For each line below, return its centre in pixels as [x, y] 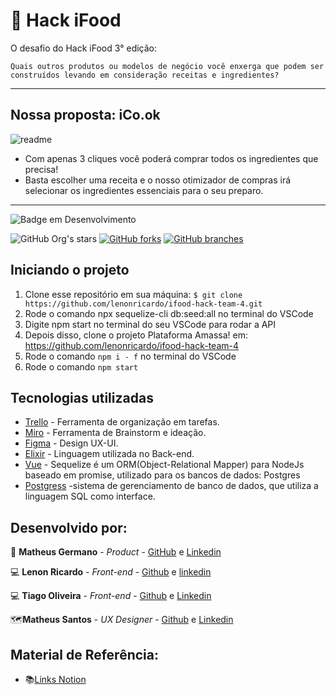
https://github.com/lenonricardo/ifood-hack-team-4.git [143, 304]
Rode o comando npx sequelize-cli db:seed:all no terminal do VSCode [169, 313]
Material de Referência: [84, 654]
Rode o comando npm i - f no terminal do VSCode [130, 356]
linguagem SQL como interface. [90, 496]
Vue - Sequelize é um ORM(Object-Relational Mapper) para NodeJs [164, 465]
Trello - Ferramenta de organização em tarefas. [122, 422]
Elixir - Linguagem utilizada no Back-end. [109, 454]
